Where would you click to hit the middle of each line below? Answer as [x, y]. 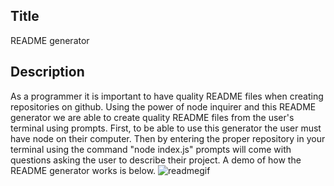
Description [47, 72]
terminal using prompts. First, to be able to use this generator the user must [166, 128]
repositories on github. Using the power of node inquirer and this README [163, 106]
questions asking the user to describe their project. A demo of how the [156, 160]
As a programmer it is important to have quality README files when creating [167, 96]
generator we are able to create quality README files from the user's [152, 117]
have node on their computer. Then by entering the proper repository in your [168, 138]
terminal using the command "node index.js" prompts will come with [151, 149]
